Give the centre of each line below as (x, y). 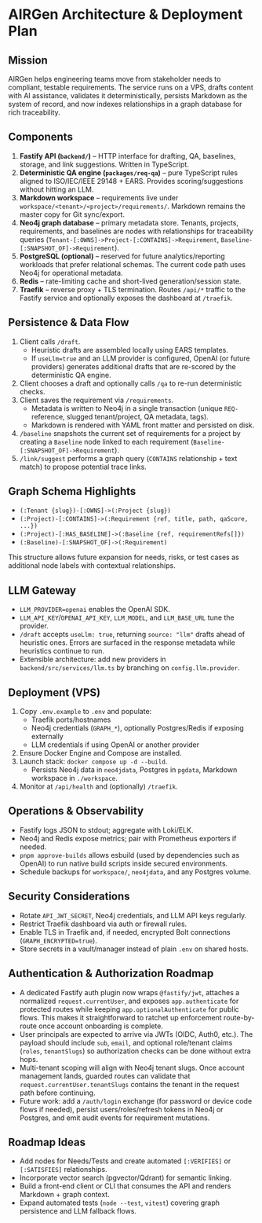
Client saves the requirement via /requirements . (96, 400)
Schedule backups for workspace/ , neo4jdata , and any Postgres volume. (135, 871)
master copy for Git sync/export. (72, 214)
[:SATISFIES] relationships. (63, 1170)
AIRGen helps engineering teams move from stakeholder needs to (115, 79)
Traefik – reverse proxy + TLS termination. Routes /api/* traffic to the (132, 289)
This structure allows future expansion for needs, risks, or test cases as (124, 557)
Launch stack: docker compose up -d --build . (93, 762)
